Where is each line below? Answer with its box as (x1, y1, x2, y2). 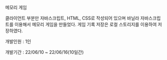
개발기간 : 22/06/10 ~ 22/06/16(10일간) (5, 49, 84, 55)
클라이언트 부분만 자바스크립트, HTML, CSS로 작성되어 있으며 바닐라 (5, 15, 139, 21)
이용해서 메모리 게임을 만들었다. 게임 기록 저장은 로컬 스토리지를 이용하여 (14, 22, 157, 27)
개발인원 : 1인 (5, 38, 32, 44)
